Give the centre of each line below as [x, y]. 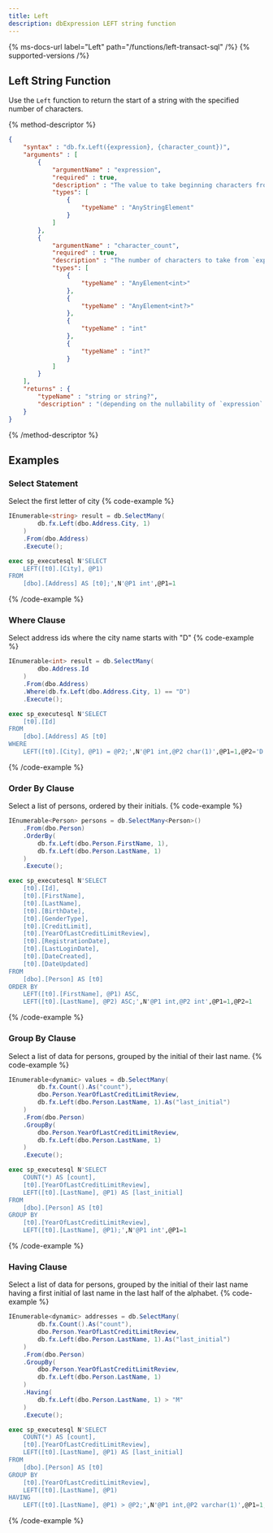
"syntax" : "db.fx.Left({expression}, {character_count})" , [127, 147]
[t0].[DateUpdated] [56, 964]
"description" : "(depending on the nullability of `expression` [151, 404]
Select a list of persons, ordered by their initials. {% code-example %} [126, 806]
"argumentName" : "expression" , [106, 170]
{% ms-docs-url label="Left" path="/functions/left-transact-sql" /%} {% [129, 46]
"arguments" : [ [51, 155]
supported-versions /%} [49, 55]
